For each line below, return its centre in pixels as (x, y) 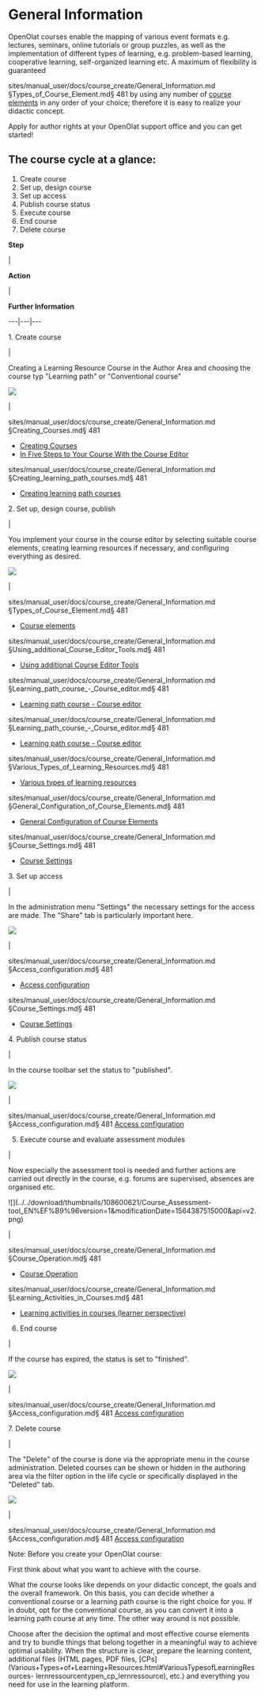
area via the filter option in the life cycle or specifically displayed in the (123, 1476)
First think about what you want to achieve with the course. (105, 1569)
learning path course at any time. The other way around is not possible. (125, 1618)
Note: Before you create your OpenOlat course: (85, 1553)
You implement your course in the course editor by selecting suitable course (132, 539)
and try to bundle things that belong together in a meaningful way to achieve (133, 1642)
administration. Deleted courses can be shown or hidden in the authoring (127, 1467)
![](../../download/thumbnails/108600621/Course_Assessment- (110, 1202)
